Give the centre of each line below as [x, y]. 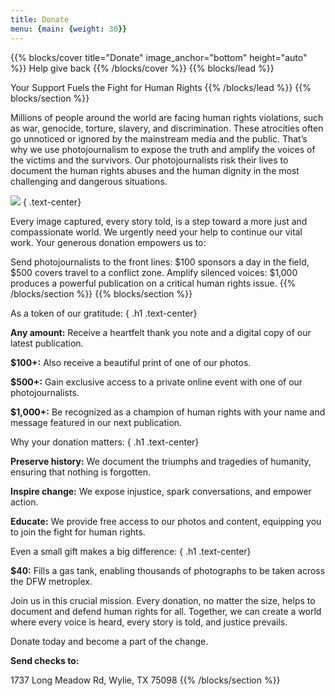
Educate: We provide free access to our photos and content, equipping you [166, 521]
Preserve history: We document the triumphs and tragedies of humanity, [161, 461]
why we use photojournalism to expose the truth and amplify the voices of [163, 149]
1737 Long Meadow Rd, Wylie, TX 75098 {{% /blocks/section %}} [145, 680]
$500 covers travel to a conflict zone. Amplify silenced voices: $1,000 [154, 272]
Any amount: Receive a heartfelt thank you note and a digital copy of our [161, 332]
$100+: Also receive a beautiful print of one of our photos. [131, 362]
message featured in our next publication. [96, 422]
